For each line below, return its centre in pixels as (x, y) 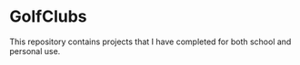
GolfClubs (48, 17)
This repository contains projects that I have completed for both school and (150, 42)
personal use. (35, 51)
